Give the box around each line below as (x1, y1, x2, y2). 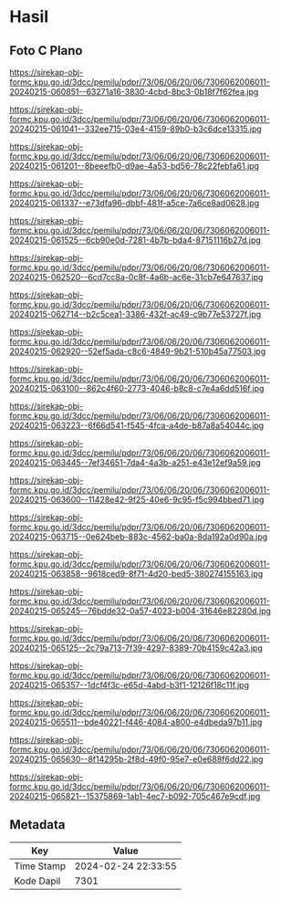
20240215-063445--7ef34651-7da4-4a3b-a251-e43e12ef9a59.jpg (9, 457, 262, 467)
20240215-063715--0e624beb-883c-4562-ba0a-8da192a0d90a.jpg (9, 531, 268, 542)
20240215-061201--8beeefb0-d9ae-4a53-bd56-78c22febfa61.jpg (9, 161, 260, 171)
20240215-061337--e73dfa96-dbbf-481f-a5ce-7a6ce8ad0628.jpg (9, 198, 260, 208)
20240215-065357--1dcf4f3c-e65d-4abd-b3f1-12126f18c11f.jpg (9, 680, 249, 690)
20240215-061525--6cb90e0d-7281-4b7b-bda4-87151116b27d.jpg (9, 235, 262, 246)
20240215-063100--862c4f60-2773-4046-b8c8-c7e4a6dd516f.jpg (9, 383, 265, 393)
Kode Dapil (14, 874, 61, 887)
